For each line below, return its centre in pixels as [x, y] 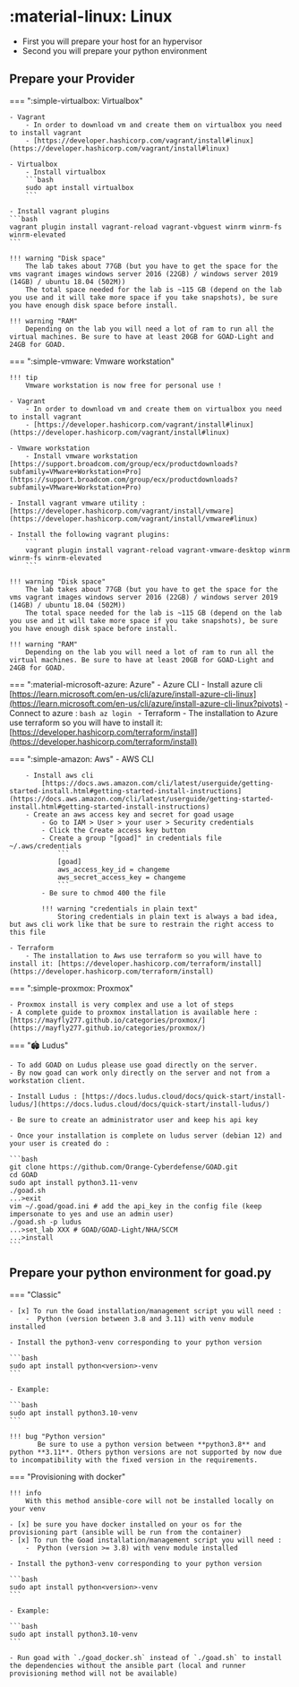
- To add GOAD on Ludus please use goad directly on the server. [133, 1065]
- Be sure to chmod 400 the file [104, 893]
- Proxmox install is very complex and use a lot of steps [122, 1004]
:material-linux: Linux [91, 17]
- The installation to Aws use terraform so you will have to [144, 956]
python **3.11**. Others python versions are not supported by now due [145, 1452]
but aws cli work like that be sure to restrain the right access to [142, 924]
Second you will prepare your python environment [115, 50]
